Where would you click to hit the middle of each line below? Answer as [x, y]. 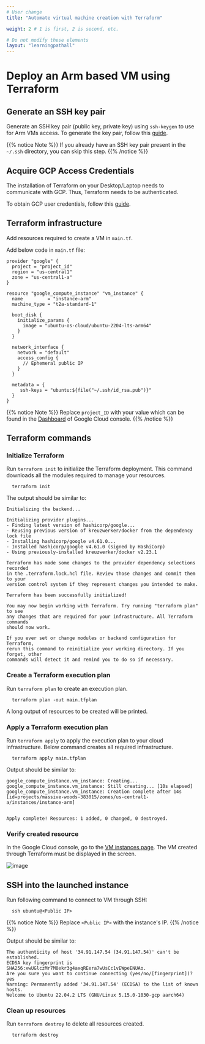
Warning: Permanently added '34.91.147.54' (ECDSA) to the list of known [102, 984]
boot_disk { [27, 315]
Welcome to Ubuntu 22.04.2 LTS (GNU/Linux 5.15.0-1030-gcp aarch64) [95, 995]
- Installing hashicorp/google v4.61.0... [61, 542]
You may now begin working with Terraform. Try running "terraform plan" [102, 606]
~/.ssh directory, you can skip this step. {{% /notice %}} [77, 152]
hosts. [15, 990]
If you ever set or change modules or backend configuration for [91, 638]
